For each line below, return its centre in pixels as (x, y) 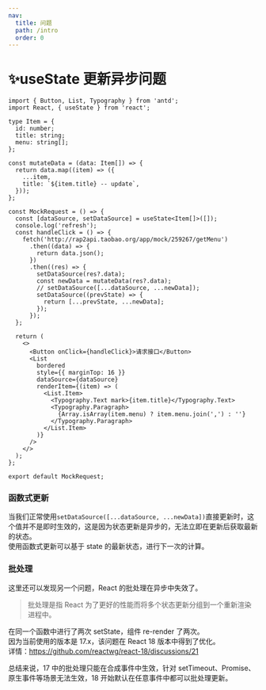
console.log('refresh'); (56, 226)
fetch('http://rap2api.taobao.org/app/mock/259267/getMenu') (125, 240)
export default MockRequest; (56, 477)
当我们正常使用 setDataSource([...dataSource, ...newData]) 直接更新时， (128, 517)
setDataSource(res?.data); (81, 274)
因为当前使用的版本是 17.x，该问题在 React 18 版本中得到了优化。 (114, 641)
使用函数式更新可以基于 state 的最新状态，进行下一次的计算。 (108, 547)
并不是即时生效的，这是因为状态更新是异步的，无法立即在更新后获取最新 (140, 527)
